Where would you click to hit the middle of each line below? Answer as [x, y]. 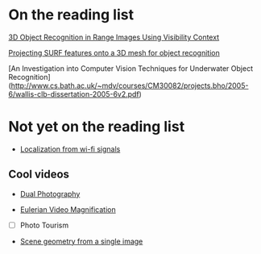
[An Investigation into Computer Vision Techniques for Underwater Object [131, 68]
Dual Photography [50, 194]
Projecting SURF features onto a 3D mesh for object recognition [114, 52]
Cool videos [39, 175]
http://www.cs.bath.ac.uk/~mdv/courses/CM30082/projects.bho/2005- [130, 85]
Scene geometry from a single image [81, 241]
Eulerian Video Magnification [68, 209]
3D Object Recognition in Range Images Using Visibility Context [114, 37]
